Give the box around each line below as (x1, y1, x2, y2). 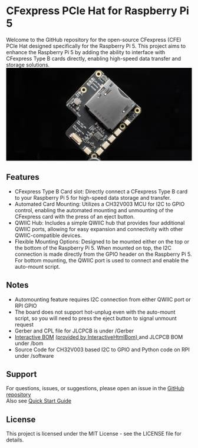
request (14, 321, 34, 328)
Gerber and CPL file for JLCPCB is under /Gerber (14, 327, 134, 334)
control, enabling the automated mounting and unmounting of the (14, 206, 174, 213)
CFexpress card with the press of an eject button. (14, 213, 135, 220)
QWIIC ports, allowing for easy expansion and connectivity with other (14, 225, 184, 232)
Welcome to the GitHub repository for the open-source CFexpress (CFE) (6, 36, 181, 43)
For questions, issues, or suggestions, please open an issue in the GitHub (6, 385, 184, 392)
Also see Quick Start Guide (6, 397, 72, 404)
